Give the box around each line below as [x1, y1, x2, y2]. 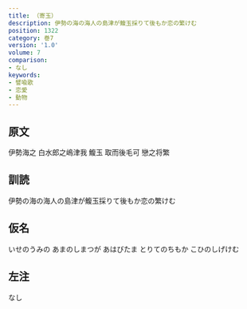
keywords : [8, 71, 41, 79]
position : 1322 [8, 26, 59, 34]
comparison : [8, 57, 48, 65]
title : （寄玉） [8, 11, 57, 20]
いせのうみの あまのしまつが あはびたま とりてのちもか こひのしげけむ [8, 244, 240, 254]
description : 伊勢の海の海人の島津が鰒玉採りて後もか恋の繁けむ [8, 19, 198, 27]
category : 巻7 [8, 34, 54, 42]
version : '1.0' [8, 42, 59, 50]
